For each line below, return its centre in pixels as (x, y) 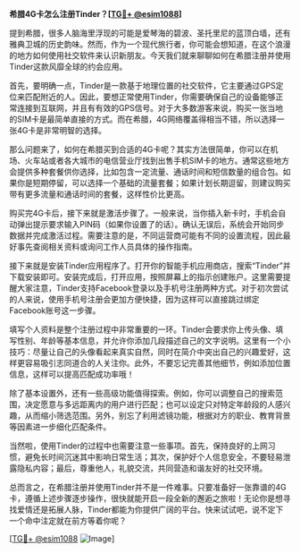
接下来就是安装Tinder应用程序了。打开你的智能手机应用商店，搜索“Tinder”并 (150, 266)
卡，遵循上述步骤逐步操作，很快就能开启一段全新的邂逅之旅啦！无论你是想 (146, 498)
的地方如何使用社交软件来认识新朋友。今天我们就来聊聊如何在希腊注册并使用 (150, 55)
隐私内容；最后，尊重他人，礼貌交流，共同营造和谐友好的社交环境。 (142, 468)
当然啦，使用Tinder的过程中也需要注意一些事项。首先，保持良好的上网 (138, 446)
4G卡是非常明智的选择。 (62, 130)
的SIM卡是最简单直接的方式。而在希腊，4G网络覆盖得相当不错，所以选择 (143, 119)
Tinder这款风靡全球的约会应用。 (68, 67)
